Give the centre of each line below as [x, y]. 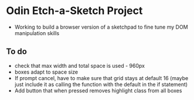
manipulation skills [37, 33]
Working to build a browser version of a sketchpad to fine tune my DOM [101, 27]
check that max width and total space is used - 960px [80, 65]
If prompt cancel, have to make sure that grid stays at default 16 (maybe [101, 78]
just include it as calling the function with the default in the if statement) [101, 84]
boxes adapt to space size [46, 72]
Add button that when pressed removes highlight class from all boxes [98, 90]
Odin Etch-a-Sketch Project [74, 11]
